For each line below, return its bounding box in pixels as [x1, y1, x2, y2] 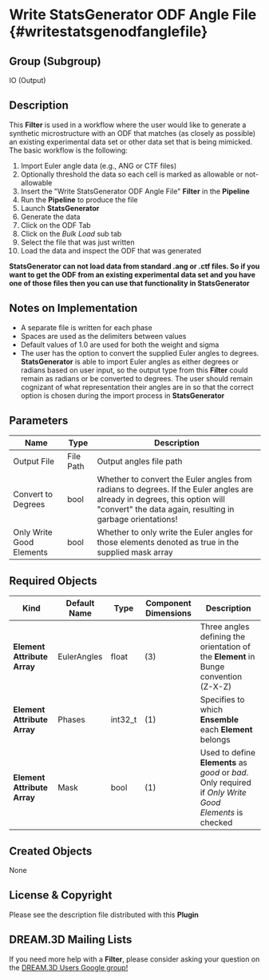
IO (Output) [9, 76, 46, 85]
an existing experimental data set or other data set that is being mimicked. [9, 137, 253, 146]
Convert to [13, 489, 53, 500]
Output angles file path [97, 456, 183, 467]
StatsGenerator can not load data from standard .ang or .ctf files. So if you [9, 261, 260, 271]
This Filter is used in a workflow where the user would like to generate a [9, 120, 247, 129]
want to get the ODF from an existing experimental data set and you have [9, 269, 256, 279]
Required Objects [9, 574, 98, 588]
